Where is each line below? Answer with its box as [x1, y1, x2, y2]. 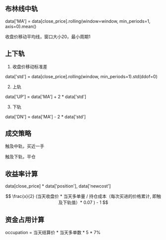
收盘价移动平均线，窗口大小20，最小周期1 [5, 34, 91, 40]
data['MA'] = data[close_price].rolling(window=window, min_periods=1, [5, 18, 151, 24]
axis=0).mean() [5, 23, 37, 29]
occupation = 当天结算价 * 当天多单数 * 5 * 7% [5, 230, 101, 236]
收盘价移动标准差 [12, 63, 48, 69]
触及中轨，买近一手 [5, 143, 45, 149]
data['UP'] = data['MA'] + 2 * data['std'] [5, 94, 87, 99]
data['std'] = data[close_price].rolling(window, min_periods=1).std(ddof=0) [5, 73, 158, 79]
